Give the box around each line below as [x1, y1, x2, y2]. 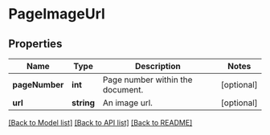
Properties [8, 37, 63, 51]
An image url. [102, 97, 153, 108]
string [72, 97, 95, 108]
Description [135, 61, 181, 72]
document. [102, 84, 144, 95]
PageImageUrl [8, 5, 106, 23]
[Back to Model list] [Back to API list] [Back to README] [8, 118, 193, 127]
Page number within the [102, 74, 193, 85]
